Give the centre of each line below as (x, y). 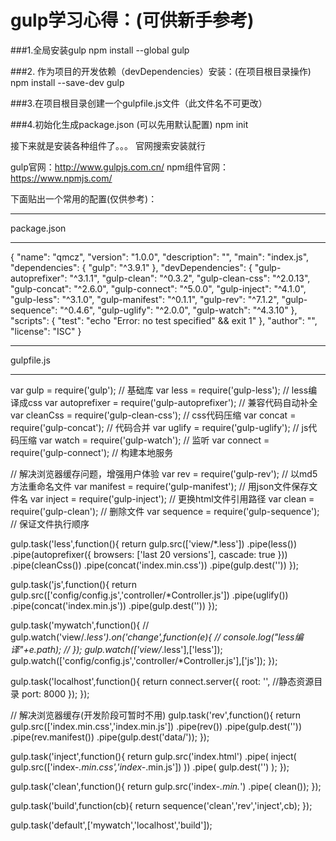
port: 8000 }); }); (55, 693)
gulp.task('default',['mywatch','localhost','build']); (111, 825)
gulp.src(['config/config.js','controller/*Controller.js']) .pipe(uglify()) (149, 595)
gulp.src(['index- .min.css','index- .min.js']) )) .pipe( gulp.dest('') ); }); (150, 767)
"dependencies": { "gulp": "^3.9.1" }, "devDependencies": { (131, 267)
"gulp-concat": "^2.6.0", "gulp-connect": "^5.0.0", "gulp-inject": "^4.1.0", (158, 288)
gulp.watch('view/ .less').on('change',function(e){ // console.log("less (152, 637)
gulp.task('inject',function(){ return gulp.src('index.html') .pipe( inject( (153, 756)
